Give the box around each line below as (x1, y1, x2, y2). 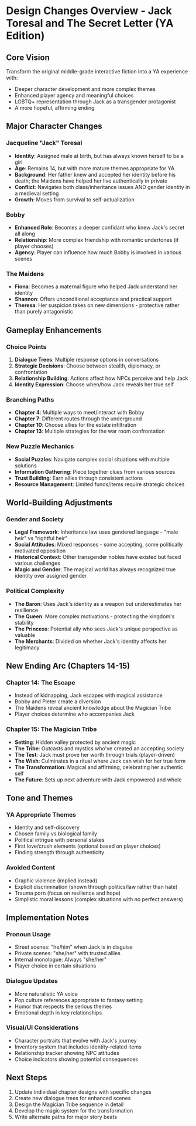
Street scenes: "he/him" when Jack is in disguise (14, 943, 133, 950)
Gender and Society (6, 515, 64, 523)
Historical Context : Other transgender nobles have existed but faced (14, 554, 181, 561)
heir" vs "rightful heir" (14, 535, 68, 542)
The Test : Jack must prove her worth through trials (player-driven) (14, 751, 176, 758)
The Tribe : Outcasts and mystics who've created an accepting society (14, 744, 184, 752)
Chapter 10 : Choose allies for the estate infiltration (14, 422, 137, 429)
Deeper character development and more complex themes (14, 86, 156, 92)
